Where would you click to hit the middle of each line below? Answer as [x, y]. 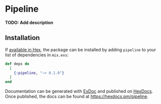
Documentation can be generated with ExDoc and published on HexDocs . [79, 91]
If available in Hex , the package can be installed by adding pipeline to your [80, 49]
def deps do [17, 64]
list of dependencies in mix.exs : [37, 55]
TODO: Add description [29, 22]
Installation [22, 38]
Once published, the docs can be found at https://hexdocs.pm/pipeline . [77, 97]
